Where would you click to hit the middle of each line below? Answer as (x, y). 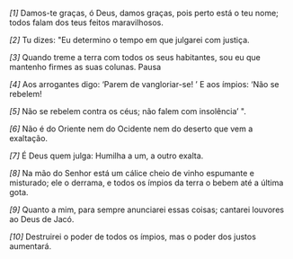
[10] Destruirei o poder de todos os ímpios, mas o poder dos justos (133, 237)
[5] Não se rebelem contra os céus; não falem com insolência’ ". (128, 111)
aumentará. (31, 246)
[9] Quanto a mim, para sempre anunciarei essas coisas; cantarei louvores (147, 210)
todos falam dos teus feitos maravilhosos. (86, 22)
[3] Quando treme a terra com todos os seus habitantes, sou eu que (135, 57)
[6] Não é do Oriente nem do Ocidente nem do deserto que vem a (131, 129)
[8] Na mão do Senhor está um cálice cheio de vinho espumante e (132, 173)
